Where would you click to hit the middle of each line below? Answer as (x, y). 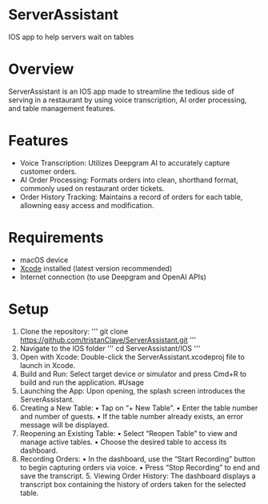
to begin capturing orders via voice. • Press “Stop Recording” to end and (140, 467)
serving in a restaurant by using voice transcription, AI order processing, (128, 100)
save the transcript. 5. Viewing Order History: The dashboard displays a (138, 476)
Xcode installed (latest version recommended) (96, 268)
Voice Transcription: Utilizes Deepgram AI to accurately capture (125, 162)
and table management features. (62, 108)
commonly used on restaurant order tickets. (92, 188)
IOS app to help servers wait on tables (71, 37)
